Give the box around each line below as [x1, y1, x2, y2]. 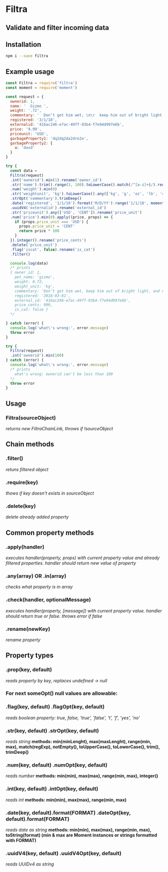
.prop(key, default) [5, 666, 52, 673]
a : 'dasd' [14, 145, 35, 150]
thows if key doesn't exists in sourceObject [5, 490, 94, 496]
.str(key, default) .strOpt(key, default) [5, 727, 99, 734]
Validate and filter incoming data [5, 23, 109, 32]
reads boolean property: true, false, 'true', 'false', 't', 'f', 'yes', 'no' [5, 715, 140, 721]
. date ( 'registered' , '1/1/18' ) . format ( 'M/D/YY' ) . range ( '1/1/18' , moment [10, 201, 165, 206]
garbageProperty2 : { [10, 141, 53, 146]
